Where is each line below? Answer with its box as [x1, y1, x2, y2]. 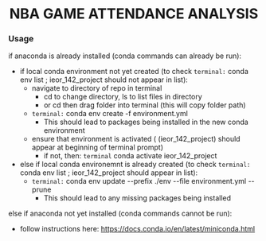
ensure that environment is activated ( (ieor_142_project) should [31, 134, 241, 144]
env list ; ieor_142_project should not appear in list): [19, 75, 189, 84]
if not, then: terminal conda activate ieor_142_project [43, 151, 217, 161]
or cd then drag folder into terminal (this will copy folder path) [43, 100, 246, 110]
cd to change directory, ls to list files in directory [43, 92, 203, 102]
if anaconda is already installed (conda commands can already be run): [8, 51, 241, 60]
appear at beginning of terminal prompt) [31, 142, 164, 152]
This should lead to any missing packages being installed [43, 193, 232, 203]
